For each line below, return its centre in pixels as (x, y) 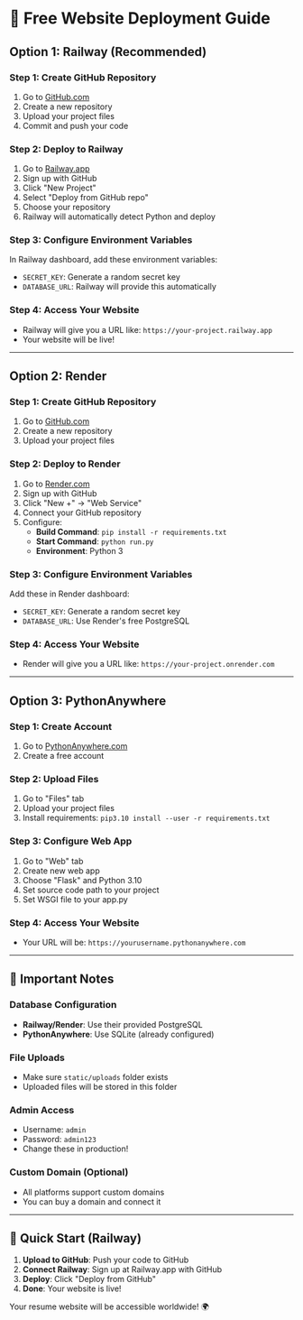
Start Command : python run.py (95, 541)
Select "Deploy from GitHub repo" (85, 198)
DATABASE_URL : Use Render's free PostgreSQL (106, 621)
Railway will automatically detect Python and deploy (119, 217)
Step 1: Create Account (61, 726)
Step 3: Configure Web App (71, 841)
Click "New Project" (59, 188)
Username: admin (54, 1130)
